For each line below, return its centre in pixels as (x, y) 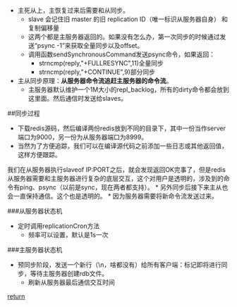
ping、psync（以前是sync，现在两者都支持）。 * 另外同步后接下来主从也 (124, 187)
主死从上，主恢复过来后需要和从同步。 (73, 10)
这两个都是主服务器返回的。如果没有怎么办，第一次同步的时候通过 (124, 37)
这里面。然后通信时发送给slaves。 (78, 98)
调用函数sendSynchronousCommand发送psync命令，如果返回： (122, 54)
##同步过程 (24, 113)
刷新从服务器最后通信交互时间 (71, 282)
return (16, 296)
